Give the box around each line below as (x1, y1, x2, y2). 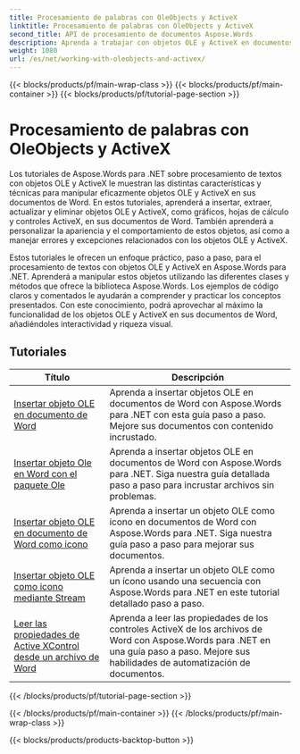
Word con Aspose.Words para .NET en (109, 633, 271, 646)
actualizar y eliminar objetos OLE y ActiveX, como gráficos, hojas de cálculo (9, 206, 289, 217)
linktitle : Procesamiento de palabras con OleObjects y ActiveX (9, 21, 254, 30)
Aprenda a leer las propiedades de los (109, 611, 269, 624)
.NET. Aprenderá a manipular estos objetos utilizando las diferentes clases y (9, 271, 290, 281)
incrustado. (109, 431, 157, 443)
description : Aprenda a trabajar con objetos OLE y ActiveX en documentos (9, 38, 294, 47)
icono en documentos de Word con (109, 515, 257, 528)
